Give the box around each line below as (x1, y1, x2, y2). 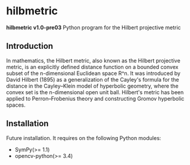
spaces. (6, 101, 26, 108)
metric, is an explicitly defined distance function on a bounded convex (6, 63, 179, 70)
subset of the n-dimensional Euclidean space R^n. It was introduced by (6, 70, 180, 77)
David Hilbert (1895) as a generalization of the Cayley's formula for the (6, 76, 179, 83)
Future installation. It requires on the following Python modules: (6, 134, 161, 141)
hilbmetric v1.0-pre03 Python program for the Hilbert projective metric (6, 24, 181, 31)
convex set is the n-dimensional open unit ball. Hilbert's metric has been (6, 88, 184, 96)
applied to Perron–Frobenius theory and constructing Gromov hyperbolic (6, 95, 185, 102)
